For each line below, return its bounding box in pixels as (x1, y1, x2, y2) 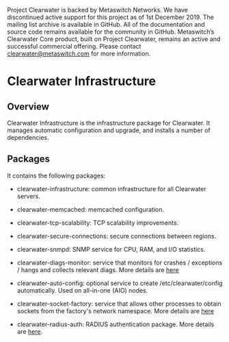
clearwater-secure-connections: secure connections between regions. (16, 232, 217, 240)
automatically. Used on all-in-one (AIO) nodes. (16, 286, 148, 294)
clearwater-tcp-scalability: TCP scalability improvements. (16, 219, 179, 227)
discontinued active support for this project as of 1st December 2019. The (7, 13, 214, 21)
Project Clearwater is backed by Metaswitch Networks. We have (7, 6, 188, 14)
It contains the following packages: (7, 171, 106, 180)
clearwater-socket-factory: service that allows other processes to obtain (16, 300, 222, 308)
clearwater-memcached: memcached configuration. (16, 205, 165, 213)
